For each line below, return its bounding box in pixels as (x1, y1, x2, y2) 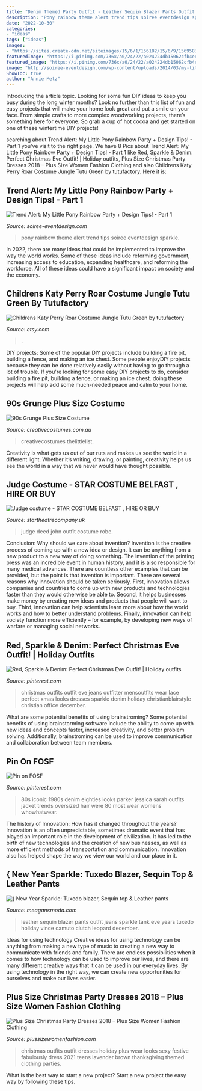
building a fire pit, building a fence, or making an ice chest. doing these (6, 374, 182, 382)
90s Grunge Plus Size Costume (6, 398, 125, 409)
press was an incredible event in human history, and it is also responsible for (6, 559, 195, 566)
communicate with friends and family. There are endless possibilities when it (6, 948, 196, 956)
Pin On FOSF (6, 756, 54, 767)
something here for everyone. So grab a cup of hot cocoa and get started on (6, 118, 196, 125)
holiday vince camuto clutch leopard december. (20, 924, 139, 932)
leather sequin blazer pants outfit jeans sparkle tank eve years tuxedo (20, 918, 194, 925)
